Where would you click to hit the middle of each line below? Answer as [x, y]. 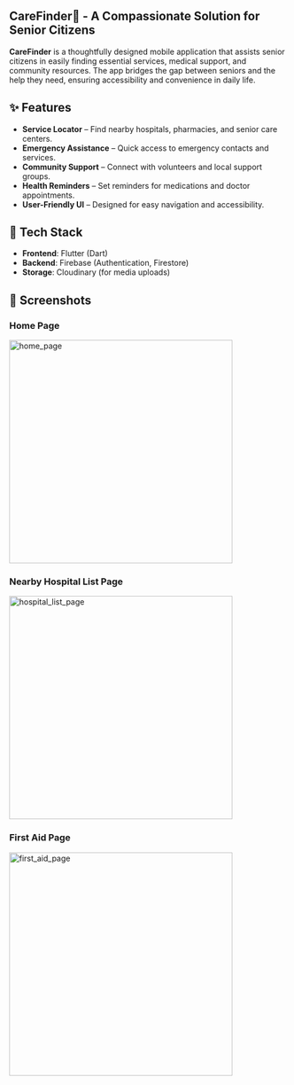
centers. [37, 138]
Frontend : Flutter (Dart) [65, 254]
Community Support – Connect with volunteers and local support [142, 167]
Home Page [35, 325]
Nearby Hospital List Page [66, 582]
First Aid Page [40, 838]
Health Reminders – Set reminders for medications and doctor [136, 185]
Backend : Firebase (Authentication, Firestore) [105, 263]
